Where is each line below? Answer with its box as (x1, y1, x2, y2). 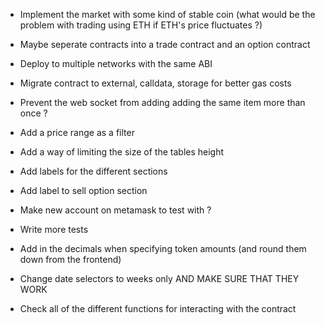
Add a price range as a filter (19, 127, 135, 138)
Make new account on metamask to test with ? (19, 204, 212, 216)
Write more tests (19, 224, 89, 235)
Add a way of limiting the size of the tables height (19, 146, 225, 158)
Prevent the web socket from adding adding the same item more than (19, 97, 306, 108)
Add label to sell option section (19, 185, 148, 196)
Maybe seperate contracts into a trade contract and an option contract (19, 39, 311, 50)
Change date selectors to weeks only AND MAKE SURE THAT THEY (19, 273, 300, 284)
